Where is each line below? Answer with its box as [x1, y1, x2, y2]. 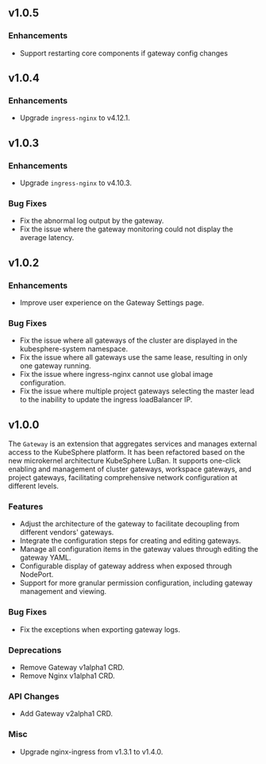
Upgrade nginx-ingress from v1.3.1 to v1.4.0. [19, 747, 164, 756]
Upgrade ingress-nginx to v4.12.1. [19, 113, 131, 122]
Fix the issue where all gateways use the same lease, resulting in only [19, 353, 248, 363]
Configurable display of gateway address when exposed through [19, 561, 233, 571]
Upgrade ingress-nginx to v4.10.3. [19, 178, 133, 188]
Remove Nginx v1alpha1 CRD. [19, 671, 115, 681]
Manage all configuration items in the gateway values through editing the [19, 545, 259, 554]
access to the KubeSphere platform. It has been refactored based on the [8, 448, 245, 457]
